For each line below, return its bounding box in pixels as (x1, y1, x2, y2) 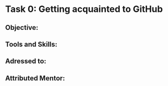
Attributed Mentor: (5, 74, 65, 83)
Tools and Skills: (5, 40, 58, 48)
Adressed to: (5, 57, 47, 66)
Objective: (5, 23, 39, 32)
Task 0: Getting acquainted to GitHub (5, 3, 163, 15)
